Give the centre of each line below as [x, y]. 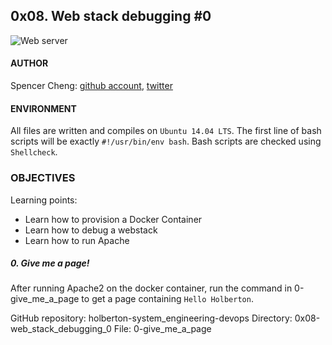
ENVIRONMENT [43, 108]
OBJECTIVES [43, 178]
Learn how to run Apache [77, 240]
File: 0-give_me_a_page [162, 329]
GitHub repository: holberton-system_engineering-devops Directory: [151, 318]
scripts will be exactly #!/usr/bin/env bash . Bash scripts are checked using [166, 141]
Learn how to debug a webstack [91, 230]
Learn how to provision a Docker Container [113, 219]
